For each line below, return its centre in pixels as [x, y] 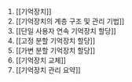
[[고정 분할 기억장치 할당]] [55, 41]
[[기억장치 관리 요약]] [48, 70]
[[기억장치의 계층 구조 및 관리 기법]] [70, 21]
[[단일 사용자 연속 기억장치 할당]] [66, 31]
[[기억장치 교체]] [41, 60]
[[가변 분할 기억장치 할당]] [55, 50]
